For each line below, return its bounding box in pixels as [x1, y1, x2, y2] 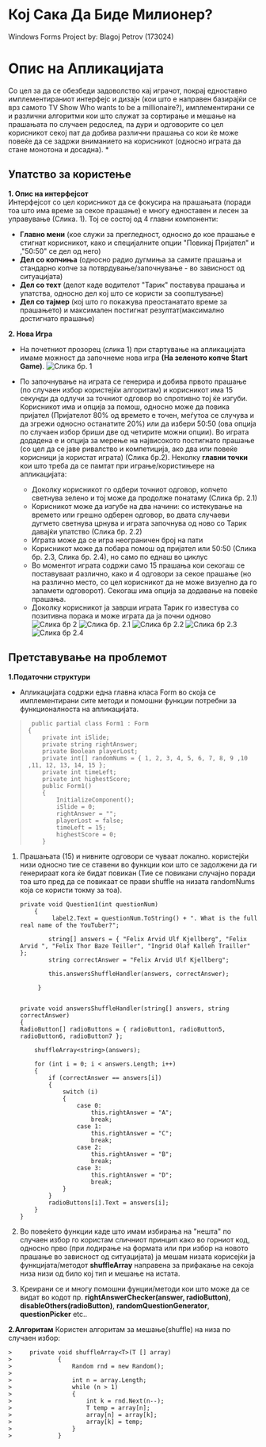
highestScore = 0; [56, 830, 117, 838]
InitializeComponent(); [56, 795, 135, 804]
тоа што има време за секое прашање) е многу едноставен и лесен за [8, 205, 249, 215]
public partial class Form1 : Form [31, 719, 149, 727]
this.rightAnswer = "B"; [90, 1150, 173, 1158]
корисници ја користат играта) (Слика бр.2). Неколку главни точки [19, 452, 248, 461]
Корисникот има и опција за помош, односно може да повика [19, 402, 230, 412]
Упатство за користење [8, 168, 132, 182]
